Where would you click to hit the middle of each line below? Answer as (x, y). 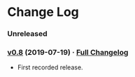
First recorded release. (50, 67)
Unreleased (27, 34)
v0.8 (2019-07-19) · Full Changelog (68, 53)
